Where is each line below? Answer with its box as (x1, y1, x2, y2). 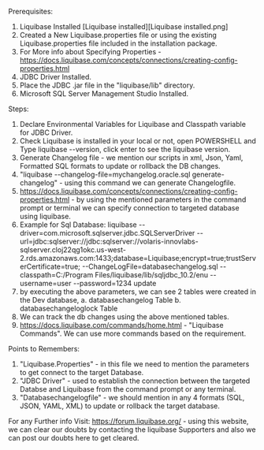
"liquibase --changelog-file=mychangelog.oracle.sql (19, 169, 191, 179)
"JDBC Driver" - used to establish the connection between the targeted (19, 376, 251, 385)
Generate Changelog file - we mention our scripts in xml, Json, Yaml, (19, 153, 244, 162)
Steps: (8, 104, 29, 113)
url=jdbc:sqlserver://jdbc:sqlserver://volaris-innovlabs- (19, 236, 199, 246)
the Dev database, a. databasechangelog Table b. (19, 296, 181, 304)
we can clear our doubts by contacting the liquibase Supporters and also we (8, 425, 256, 434)
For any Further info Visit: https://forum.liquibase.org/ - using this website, (8, 417, 249, 426)
